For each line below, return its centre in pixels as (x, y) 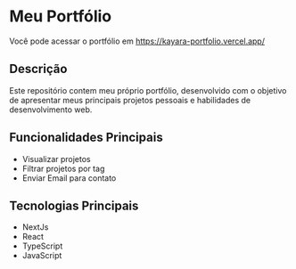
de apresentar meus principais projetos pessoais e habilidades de (130, 100)
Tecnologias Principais (74, 205)
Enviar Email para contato (69, 178)
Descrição (38, 69)
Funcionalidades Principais (86, 138)
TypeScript (42, 246)
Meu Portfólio (61, 16)
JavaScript (42, 256)
